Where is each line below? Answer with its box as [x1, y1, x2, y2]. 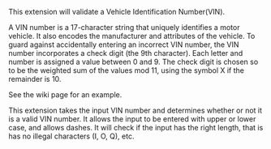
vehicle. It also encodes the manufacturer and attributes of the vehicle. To [8, 32, 256, 40]
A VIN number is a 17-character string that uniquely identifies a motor [8, 23, 240, 32]
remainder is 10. [8, 74, 62, 83]
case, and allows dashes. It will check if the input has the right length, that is [8, 123, 264, 132]
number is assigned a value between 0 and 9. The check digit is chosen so [8, 57, 259, 66]
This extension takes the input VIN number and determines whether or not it [8, 105, 262, 115]
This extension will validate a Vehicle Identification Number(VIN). [8, 7, 226, 16]
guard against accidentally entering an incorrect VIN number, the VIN [8, 40, 239, 49]
